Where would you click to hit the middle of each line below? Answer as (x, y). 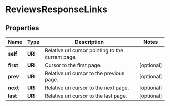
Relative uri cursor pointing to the (84, 50)
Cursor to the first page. (73, 65)
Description (90, 42)
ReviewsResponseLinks (56, 9)
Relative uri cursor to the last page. (86, 96)
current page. (61, 57)
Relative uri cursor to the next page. (87, 88)
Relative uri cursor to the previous (85, 73)
